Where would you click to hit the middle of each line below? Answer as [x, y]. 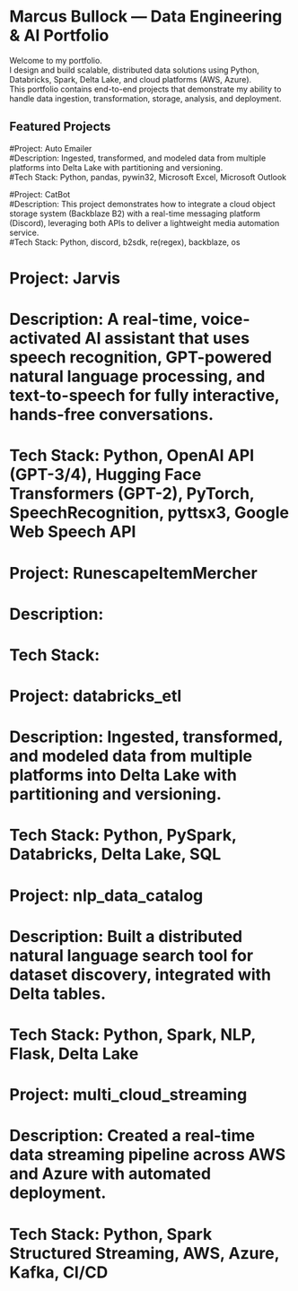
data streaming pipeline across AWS [148, 1155]
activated [45, 339]
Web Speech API [73, 532]
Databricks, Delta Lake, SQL [115, 855]
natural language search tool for [131, 955]
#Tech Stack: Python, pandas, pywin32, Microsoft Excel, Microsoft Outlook [148, 177]
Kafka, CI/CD [59, 1272]
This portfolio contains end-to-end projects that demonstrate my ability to [145, 89]
